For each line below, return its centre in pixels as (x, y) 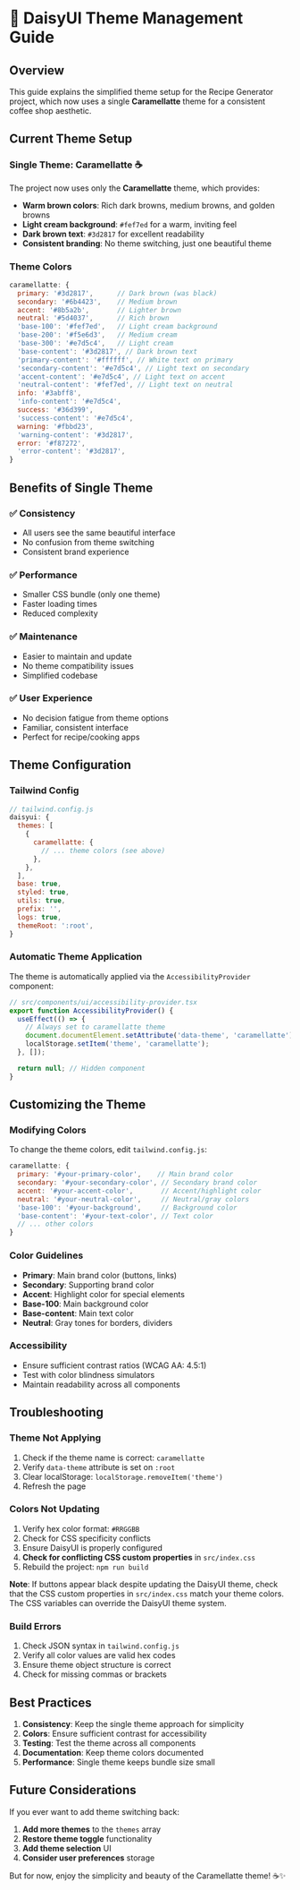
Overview (37, 70)
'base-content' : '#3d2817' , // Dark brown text (108, 351)
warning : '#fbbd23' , (55, 426)
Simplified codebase (60, 675)
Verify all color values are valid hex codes (99, 1655)
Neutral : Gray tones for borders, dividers (97, 1322)
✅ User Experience (51, 698)
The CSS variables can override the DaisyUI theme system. (118, 1603)
